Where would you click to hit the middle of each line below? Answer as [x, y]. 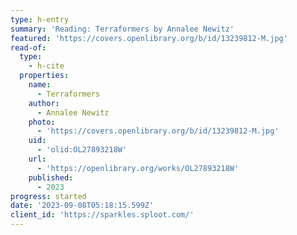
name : [40, 85]
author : [44, 103]
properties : [44, 76]
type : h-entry [40, 19]
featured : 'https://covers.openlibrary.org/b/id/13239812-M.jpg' [149, 38]
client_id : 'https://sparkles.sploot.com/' [102, 215]
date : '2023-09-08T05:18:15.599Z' [82, 206]
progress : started [48, 196]
